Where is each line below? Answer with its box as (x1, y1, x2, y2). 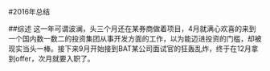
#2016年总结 (8, 7, 51, 16)
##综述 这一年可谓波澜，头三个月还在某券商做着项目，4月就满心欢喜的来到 (8, 24, 256, 34)
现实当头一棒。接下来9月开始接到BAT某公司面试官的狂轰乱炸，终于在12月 (8, 44, 252, 53)
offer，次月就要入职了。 (14, 54, 95, 63)
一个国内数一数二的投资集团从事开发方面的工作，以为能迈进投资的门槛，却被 (8, 34, 262, 43)
